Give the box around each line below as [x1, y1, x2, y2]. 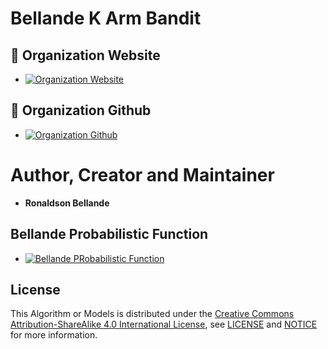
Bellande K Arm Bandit [10, 7, 202, 30]
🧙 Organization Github [10, 102, 152, 119]
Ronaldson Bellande [24, 197, 110, 209]
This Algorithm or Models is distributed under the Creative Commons [10, 308, 295, 320]
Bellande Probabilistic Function [10, 226, 209, 243]
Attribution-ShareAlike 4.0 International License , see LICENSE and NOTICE [10, 318, 318, 331]
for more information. [10, 329, 98, 341]
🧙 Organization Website [10, 47, 161, 64]
